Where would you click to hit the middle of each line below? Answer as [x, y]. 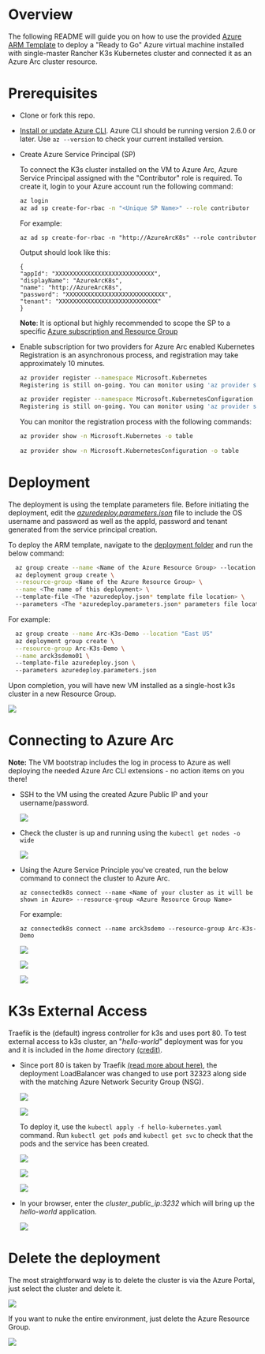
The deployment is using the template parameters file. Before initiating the [129, 504]
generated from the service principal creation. [83, 529]
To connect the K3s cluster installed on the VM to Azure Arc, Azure [129, 169]
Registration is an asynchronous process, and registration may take [129, 355]
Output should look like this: [65, 252]
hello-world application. [58, 1212]
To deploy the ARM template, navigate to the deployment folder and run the [131, 544]
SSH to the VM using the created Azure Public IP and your [114, 795]
